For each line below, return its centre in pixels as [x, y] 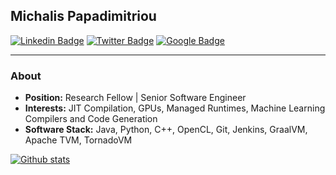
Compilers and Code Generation [91, 119]
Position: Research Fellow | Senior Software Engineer [135, 98]
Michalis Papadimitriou [83, 16]
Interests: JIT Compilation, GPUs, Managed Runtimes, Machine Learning [175, 108]
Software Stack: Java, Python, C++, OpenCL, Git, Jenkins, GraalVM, [166, 130]
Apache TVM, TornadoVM [78, 140]
